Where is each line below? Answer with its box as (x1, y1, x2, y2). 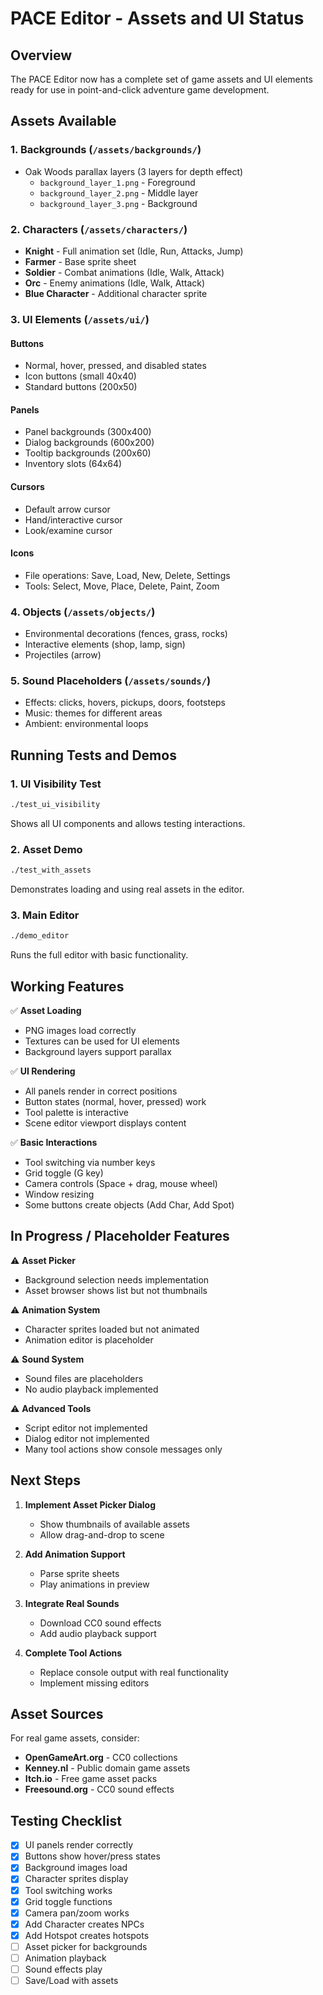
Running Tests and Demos (10, 747, 177, 764)
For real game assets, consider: (10, 1732, 140, 1744)
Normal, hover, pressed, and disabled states (24, 360, 207, 372)
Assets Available (10, 113, 117, 130)
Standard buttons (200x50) (24, 381, 138, 393)
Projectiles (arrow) (24, 649, 102, 661)
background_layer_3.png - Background (39, 197, 198, 209)
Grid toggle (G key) (24, 1167, 104, 1179)
